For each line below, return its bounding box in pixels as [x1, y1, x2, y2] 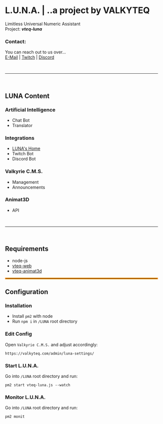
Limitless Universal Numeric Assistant [5, 21, 81, 27]
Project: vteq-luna [5, 26, 42, 32]
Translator [12, 122, 33, 128]
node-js [12, 258, 28, 263]
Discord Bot [12, 156, 36, 162]
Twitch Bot [12, 151, 34, 157]
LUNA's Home [12, 146, 40, 151]
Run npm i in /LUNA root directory [12, 318, 78, 325]
